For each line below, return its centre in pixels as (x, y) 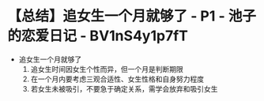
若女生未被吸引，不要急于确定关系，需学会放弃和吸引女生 (124, 88)
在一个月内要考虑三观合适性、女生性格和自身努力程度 (117, 79)
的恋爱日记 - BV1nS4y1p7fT (98, 36)
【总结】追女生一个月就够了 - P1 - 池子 (132, 16)
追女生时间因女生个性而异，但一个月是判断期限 (107, 69)
